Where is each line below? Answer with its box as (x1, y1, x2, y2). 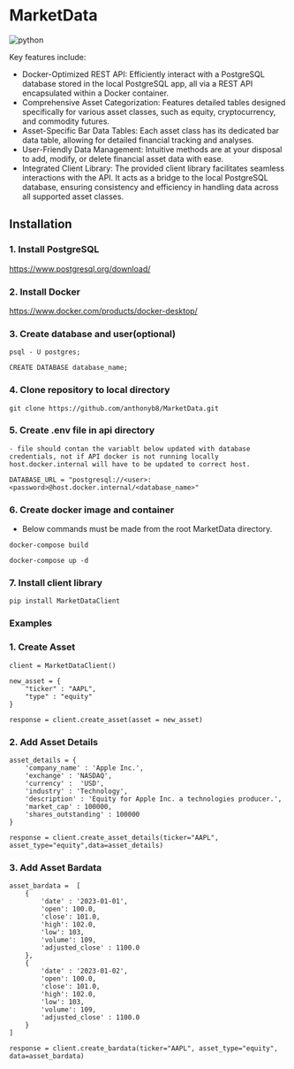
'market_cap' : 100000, (25, 802, 113, 811)
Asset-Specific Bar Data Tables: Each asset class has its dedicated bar (21, 125, 280, 135)
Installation (9, 217, 72, 232)
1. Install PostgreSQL (9, 243, 100, 256)
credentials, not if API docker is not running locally (9, 452, 219, 461)
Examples (9, 617, 53, 629)
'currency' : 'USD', (25, 779, 104, 788)
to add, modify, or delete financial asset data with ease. (21, 153, 224, 164)
